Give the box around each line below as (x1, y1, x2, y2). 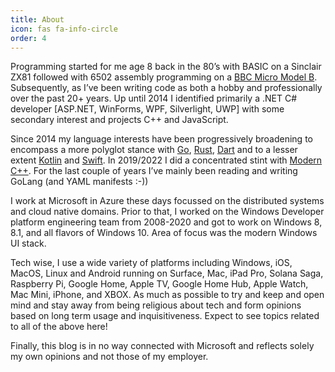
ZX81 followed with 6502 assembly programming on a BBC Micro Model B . (10, 71, 318, 83)
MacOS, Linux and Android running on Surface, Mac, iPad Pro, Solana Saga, (10, 267, 324, 280)
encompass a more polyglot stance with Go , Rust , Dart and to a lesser (10, 144, 298, 156)
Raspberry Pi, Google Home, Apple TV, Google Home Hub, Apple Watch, (10, 278, 309, 290)
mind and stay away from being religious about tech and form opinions (10, 299, 302, 311)
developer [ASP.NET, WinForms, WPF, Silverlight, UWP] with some (10, 103, 285, 115)
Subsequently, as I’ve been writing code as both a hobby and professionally (10, 82, 323, 94)
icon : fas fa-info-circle (10, 24, 118, 34)
